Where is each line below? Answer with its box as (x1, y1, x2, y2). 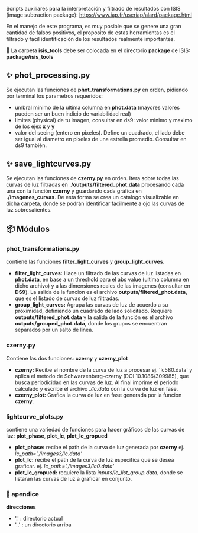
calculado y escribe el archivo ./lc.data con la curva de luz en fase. (14, 385, 178, 392)
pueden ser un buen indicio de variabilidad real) (14, 110, 131, 117)
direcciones (6, 503, 37, 510)
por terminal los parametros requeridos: (6, 92, 103, 100)
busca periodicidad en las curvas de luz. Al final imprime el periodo (14, 379, 179, 386)
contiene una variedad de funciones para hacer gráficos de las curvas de (6, 426, 185, 433)
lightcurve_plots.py (6, 412, 64, 420)
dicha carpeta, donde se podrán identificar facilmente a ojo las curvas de (6, 200, 184, 207)
